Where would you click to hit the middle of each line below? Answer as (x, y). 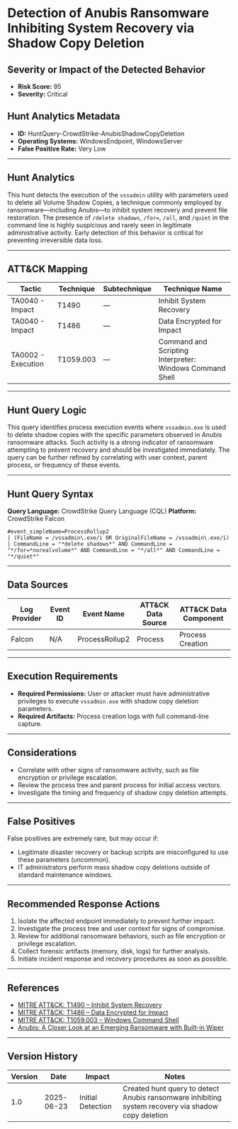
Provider (27, 618)
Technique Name (193, 289)
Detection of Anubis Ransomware (108, 13)
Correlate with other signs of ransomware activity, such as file (108, 769)
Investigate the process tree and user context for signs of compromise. (121, 929)
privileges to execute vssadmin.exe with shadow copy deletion (108, 701)
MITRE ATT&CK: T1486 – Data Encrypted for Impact (93, 1012)
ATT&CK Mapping (48, 269)
